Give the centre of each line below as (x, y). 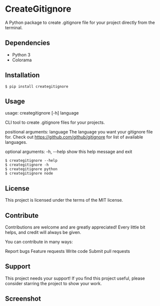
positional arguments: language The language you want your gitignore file (79, 132)
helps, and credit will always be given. (43, 232)
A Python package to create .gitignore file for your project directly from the (80, 22)
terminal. (14, 27)
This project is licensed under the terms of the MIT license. (64, 200)
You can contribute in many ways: (39, 242)
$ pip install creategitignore (37, 86)
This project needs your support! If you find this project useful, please (75, 278)
